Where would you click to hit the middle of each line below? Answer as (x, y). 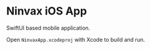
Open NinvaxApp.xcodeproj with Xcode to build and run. (76, 39)
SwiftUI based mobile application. (48, 28)
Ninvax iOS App (46, 11)
